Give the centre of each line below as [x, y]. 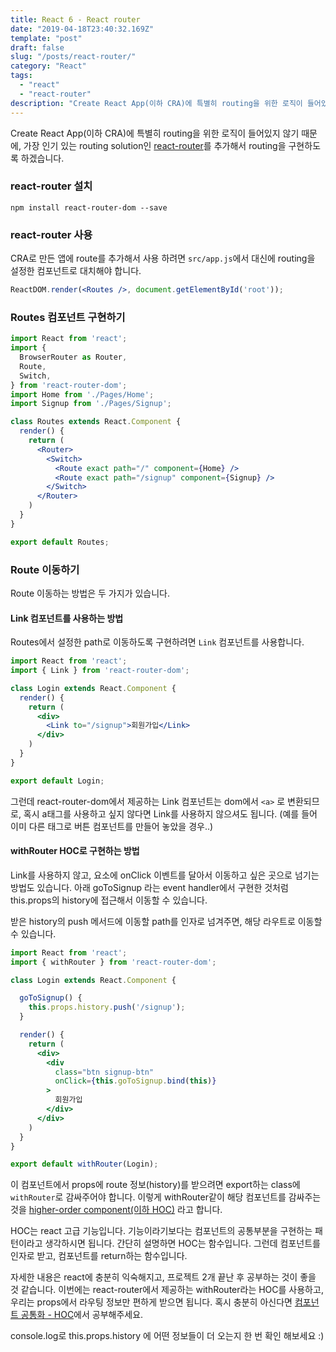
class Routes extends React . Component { [96, 422]
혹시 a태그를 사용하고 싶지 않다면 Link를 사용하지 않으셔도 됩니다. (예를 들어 [170, 813]
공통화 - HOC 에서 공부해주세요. [82, 1315]
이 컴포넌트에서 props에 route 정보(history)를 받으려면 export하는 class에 [155, 1185]
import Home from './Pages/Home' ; [82, 394]
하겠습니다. [42, 158]
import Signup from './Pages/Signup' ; [91, 404]
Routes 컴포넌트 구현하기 [68, 317]
